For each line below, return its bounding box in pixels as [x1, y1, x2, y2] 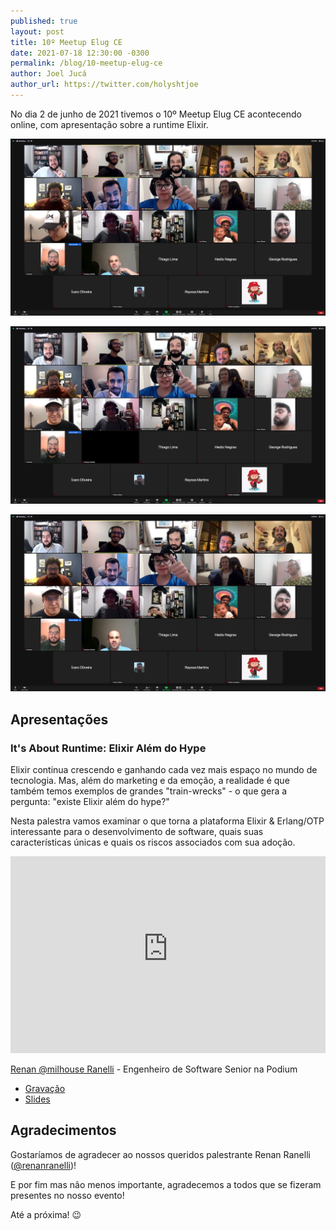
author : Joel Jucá [10, 69, 87, 79]
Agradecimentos [10, 1122, 117, 1139]
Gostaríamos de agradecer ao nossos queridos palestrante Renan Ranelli [10, 1148, 311, 1160]
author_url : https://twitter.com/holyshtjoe [10, 80, 199, 90]
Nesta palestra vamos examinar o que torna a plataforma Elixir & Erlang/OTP [10, 815, 325, 827]
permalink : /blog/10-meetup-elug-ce [10, 58, 163, 69]
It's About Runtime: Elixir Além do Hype [10, 741, 207, 755]
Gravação [24, 1083, 66, 1095]
